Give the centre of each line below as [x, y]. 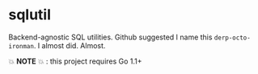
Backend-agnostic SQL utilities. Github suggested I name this [110, 37]
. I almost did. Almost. [70, 45]
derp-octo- [232, 38]
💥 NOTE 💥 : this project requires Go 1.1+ [76, 61]
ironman [21, 46]
